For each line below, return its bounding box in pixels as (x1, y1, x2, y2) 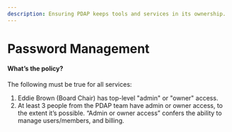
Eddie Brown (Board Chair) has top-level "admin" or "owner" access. (17, 94, 219, 102)
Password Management (7, 40, 150, 56)
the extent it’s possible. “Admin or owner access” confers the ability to (17, 109, 222, 117)
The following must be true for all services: (7, 80, 132, 89)
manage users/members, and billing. (17, 116, 124, 125)
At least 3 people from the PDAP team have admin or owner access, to (17, 102, 223, 110)
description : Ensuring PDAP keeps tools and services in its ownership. (7, 10, 226, 18)
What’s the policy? (7, 64, 64, 73)
